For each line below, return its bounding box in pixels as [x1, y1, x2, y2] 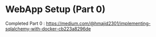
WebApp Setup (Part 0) [5, 4, 106, 15]
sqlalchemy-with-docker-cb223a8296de [5, 25, 91, 31]
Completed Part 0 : [5, 20, 45, 26]
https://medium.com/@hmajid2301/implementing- [45, 20, 151, 26]
